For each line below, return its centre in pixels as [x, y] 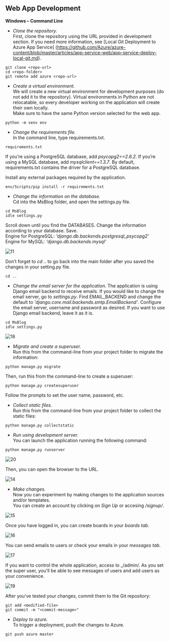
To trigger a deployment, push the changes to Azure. [68, 625]
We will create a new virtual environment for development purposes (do [88, 91]
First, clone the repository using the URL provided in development [82, 36]
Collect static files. [32, 405]
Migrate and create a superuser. [47, 346]
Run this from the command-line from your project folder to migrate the [88, 352]
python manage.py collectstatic [40, 425]
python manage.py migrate [33, 366]
